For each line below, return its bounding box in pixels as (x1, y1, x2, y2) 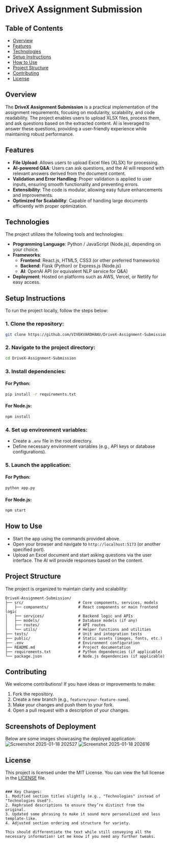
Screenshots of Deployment (5, 722, 96, 731)
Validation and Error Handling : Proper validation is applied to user (12, 175, 152, 182)
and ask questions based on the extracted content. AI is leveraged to (5, 120, 150, 126)
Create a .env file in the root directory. (12, 438, 93, 444)
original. (5, 807, 26, 812)
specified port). (12, 546, 45, 553)
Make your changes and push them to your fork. (12, 702, 114, 708)
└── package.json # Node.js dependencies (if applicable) (5, 653, 165, 659)
